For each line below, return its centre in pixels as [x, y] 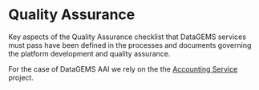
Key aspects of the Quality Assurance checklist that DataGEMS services [127, 37]
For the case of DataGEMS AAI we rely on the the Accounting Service [123, 68]
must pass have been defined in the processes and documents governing [130, 45]
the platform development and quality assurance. [89, 53]
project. [21, 77]
